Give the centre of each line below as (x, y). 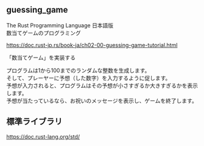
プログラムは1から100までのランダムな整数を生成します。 (78, 70)
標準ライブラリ (34, 121)
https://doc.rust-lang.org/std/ (43, 136)
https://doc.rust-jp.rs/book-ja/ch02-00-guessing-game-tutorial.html (92, 45)
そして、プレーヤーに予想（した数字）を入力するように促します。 (89, 78)
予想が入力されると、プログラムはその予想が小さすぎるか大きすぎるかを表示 (102, 85)
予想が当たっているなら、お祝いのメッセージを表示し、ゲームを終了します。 (102, 101)
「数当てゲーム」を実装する (41, 58)
